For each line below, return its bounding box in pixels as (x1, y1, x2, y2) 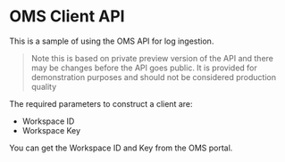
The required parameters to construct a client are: (9, 98, 193, 109)
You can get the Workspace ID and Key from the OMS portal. (9, 142, 233, 153)
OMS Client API (9, 6, 125, 27)
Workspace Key (21, 125, 81, 135)
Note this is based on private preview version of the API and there (30, 53, 274, 63)
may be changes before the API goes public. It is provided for (30, 62, 257, 73)
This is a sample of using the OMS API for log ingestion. (9, 36, 214, 46)
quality (30, 81, 57, 92)
